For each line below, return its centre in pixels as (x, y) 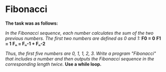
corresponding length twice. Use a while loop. (53, 64)
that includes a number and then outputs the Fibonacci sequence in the (80, 58)
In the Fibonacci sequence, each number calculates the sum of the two (79, 33)
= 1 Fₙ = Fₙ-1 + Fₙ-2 (25, 43)
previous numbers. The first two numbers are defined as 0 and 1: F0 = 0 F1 (83, 38)
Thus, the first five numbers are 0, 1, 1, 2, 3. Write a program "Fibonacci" (81, 53)
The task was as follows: (32, 23)
